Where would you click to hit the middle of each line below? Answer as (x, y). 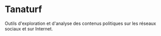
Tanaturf (24, 9)
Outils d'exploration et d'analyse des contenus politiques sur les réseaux (80, 23)
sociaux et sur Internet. (29, 28)
